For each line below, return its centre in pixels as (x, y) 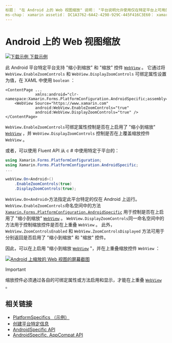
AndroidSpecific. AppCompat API (48, 335)
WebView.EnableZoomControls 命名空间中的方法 (53, 205)
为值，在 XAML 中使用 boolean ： (40, 80)
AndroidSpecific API (34, 329)
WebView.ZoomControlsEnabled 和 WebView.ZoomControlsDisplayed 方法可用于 (85, 231)
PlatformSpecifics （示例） (41, 317)
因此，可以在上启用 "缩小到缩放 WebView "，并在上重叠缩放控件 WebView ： (83, 248)
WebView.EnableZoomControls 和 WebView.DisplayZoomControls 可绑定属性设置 (86, 74)
